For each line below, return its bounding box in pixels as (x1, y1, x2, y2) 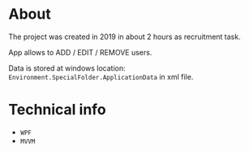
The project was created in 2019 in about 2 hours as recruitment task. (8, 32, 241, 41)
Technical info (8, 101, 107, 119)
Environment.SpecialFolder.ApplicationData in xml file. (8, 72, 194, 81)
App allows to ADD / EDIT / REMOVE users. (8, 47, 152, 57)
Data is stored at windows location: (8, 63, 126, 73)
